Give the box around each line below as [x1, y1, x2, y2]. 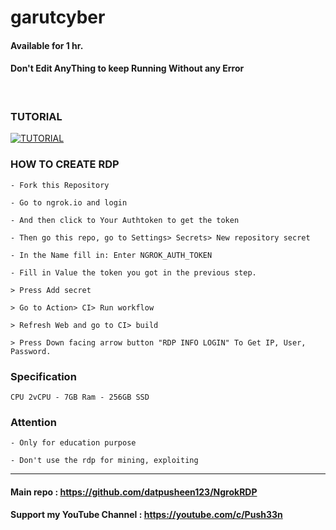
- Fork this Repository [10, 180, 110, 190]
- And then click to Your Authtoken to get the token [10, 215, 240, 225]
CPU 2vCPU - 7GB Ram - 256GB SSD [10, 392, 150, 402]
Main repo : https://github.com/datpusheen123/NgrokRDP [10, 486, 258, 498]
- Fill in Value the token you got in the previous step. [10, 267, 257, 278]
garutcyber [10, 6, 106, 29]
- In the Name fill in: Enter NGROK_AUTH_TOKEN [10, 250, 213, 260]
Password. [10, 346, 52, 356]
